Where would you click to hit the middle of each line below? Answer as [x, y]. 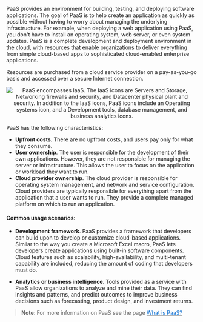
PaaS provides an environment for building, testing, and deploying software [101, 9]
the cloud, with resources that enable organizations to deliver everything [97, 47]
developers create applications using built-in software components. [99, 250]
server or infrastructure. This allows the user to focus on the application [105, 165]
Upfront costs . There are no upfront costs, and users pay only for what [104, 139]
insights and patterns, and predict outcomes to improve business [96, 295]
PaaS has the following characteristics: [55, 128]
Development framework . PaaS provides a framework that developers [103, 231]
